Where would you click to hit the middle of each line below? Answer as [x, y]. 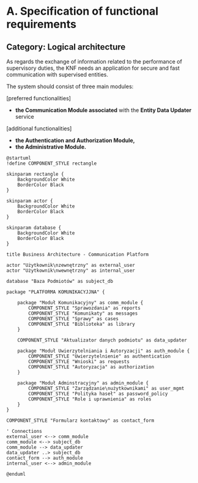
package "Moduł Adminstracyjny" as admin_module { [83, 383]
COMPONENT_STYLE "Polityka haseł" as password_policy [98, 394]
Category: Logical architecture [66, 47]
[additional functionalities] [39, 129]
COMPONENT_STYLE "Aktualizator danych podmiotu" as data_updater [102, 340]
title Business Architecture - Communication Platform [78, 255]
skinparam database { [34, 228]
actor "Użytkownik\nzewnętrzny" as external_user [71, 265]
